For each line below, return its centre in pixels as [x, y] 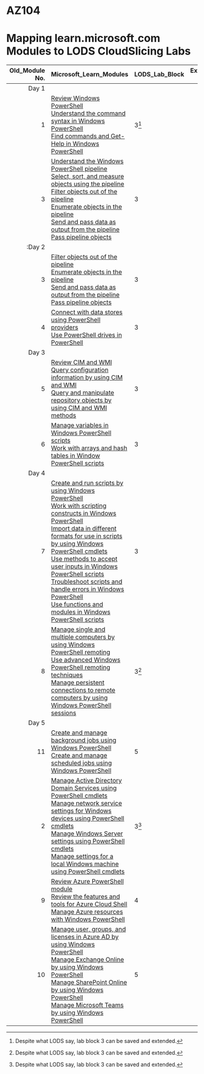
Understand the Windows [87, 161]
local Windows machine [85, 864]
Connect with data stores [87, 312]
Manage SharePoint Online [89, 982]
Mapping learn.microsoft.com [83, 39]
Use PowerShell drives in [87, 335]
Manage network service [87, 803]
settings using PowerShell [88, 841]
